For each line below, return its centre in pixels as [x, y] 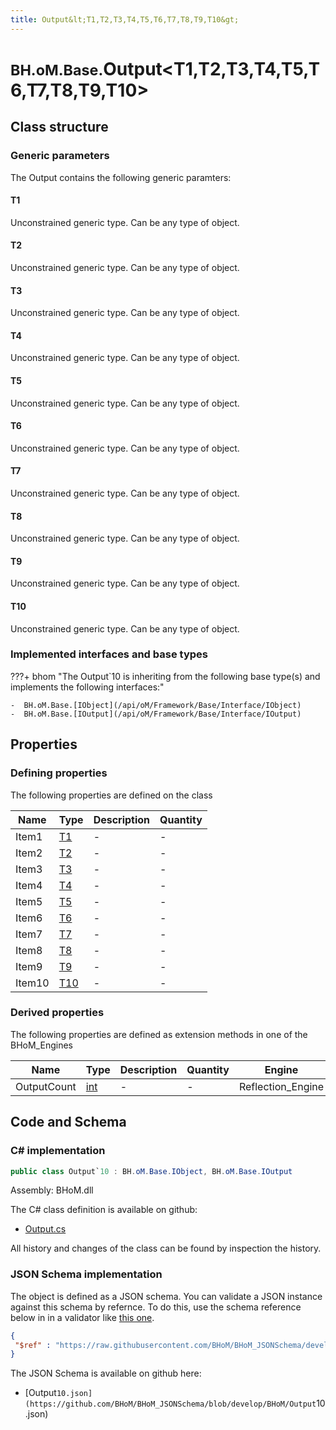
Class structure [59, 127]
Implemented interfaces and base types [109, 654]
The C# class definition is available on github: [104, 1210]
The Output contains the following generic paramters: [121, 177]
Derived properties [57, 1013]
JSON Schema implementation [86, 1274]
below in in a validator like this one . [82, 1317]
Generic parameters [60, 156]
